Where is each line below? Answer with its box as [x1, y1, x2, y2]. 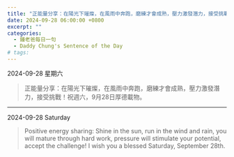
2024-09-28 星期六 [7, 69, 63, 77]
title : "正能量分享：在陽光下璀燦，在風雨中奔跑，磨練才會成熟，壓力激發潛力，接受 [7, 10, 219, 17]
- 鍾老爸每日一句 [13, 36, 56, 43]
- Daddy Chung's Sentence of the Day [13, 43, 123, 50]
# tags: [7, 50, 30, 57]
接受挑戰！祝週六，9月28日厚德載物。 [36, 92, 146, 101]
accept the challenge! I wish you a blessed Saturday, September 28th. [24, 141, 226, 150]
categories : [7, 29, 42, 37]
